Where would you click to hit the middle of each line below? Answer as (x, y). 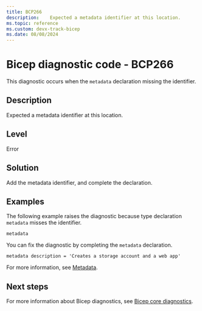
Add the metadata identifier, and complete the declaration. (79, 182)
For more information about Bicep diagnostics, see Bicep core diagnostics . (100, 301)
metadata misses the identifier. (44, 223)
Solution (23, 168)
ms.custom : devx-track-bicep (43, 29)
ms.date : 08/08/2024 (33, 35)
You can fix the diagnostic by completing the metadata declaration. (89, 245)
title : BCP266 (24, 12)
